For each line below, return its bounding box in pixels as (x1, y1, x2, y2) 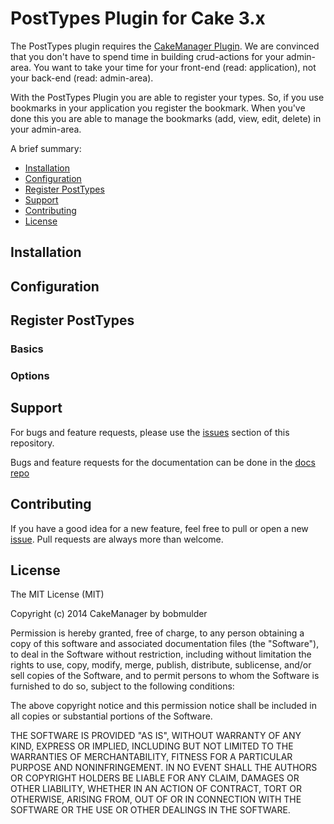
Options (10, 368, 50, 382)
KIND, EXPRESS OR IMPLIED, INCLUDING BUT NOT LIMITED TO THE (10, 740, 294, 752)
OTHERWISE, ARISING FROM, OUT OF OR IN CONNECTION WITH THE (10, 793, 302, 806)
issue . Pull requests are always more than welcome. (10, 533, 224, 545)
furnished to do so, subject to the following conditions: (10, 680, 235, 692)
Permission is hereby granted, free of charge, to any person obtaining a (10, 627, 305, 639)
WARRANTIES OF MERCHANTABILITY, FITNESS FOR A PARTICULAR (10, 751, 293, 763)
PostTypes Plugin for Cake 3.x (10, 7, 266, 30)
